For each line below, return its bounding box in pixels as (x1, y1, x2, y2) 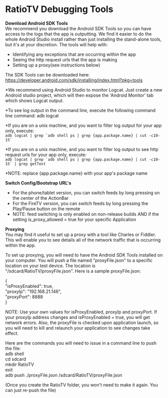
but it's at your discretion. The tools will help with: (5, 41, 108, 47)
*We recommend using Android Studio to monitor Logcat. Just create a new (5, 87, 163, 93)
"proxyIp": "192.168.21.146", (5, 288, 62, 294)
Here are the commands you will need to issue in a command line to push (5, 340, 157, 346)
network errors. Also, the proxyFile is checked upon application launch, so (5, 320, 159, 326)
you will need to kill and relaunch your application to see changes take (5, 325, 150, 331)
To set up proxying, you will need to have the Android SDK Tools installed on (5, 252, 163, 258)
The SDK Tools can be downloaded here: (5, 71, 90, 77)
